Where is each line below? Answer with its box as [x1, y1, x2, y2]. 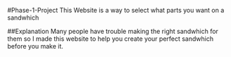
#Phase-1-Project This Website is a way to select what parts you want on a [7, 6, 225, 14]
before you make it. [7, 42, 63, 50]
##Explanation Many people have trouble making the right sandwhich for [7, 27, 218, 35]
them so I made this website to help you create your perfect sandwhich [7, 34, 213, 43]
